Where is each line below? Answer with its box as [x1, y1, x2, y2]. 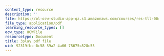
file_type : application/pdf [5, 20, 62, 26]
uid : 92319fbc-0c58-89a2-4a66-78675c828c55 [5, 43, 95, 48]
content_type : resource [5, 7, 54, 12]
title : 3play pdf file [5, 39, 51, 44]
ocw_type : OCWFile [5, 30, 42, 35]
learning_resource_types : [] [5, 25, 64, 30]
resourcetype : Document [5, 35, 54, 39]
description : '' [5, 12, 38, 17]
